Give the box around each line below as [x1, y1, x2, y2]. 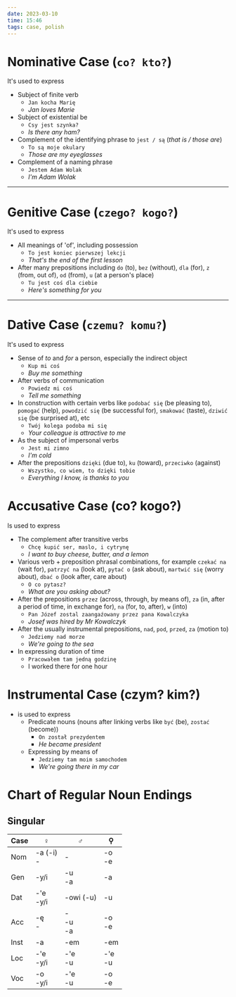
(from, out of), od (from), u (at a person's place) [17, 271, 155, 279]
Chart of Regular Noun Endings [7, 787, 192, 803]
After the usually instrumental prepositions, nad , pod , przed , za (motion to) [17, 625, 229, 633]
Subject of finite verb [17, 91, 79, 99]
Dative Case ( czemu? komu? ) [7, 317, 167, 333]
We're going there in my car [38, 763, 119, 771]
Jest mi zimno [27, 445, 70, 452]
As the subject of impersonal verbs [17, 436, 119, 445]
